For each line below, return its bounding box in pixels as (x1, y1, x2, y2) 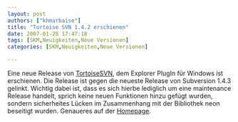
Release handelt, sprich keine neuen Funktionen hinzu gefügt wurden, (7, 91, 213, 100)
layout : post (7, 10, 46, 18)
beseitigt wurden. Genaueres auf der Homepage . (7, 107, 152, 115)
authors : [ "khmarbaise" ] (7, 17, 81, 24)
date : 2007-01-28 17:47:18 (7, 30, 88, 38)
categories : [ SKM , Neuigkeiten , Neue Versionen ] (7, 43, 148, 50)
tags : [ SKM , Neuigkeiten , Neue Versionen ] (7, 37, 130, 44)
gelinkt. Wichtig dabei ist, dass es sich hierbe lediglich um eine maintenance (7, 84, 232, 92)
